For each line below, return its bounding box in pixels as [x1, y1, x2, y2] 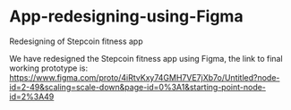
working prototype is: [9, 63, 89, 73]
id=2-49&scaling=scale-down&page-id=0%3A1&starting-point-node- [9, 81, 267, 92]
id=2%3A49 [9, 91, 55, 102]
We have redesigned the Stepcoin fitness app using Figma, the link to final [9, 53, 284, 63]
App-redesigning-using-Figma [9, 6, 244, 27]
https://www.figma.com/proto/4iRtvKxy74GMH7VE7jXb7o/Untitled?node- [9, 72, 280, 82]
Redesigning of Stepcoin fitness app [9, 36, 143, 47]
